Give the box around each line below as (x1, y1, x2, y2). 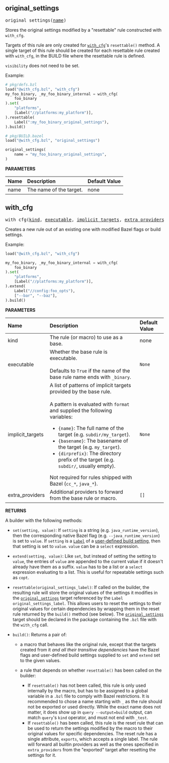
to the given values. (20, 657, 61, 663)
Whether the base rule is (49, 348, 108, 355)
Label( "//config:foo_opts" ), (14, 288, 75, 293)
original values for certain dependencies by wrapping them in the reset (12, 606, 160, 612)
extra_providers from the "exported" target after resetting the (27, 746, 156, 752)
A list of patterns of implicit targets (49, 381, 131, 389)
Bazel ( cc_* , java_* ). (49, 480, 98, 487)
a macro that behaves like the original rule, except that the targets (20, 641, 156, 647)
